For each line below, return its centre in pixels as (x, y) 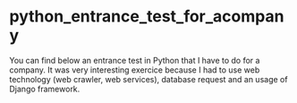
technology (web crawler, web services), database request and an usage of (148, 79)
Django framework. (45, 89)
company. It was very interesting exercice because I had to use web (135, 70)
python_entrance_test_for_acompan (147, 17)
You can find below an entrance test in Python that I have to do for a (135, 60)
